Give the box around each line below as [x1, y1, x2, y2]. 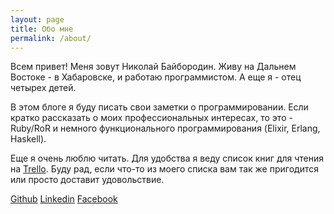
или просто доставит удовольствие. [10, 174, 165, 186]
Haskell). [10, 133, 47, 145]
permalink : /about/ [10, 33, 92, 43]
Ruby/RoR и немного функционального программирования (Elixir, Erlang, [10, 122, 321, 135]
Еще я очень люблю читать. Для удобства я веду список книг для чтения [10, 152, 325, 165]
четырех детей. [10, 82, 77, 94]
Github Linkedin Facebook [10, 193, 118, 205]
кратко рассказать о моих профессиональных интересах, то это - [10, 112, 293, 124]
